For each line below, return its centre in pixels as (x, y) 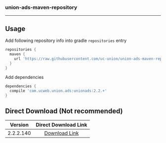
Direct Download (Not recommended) (64, 111)
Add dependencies (24, 77)
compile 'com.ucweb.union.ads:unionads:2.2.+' (58, 91)
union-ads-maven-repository (41, 7)
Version (19, 125)
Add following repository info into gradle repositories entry (66, 40)
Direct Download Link (62, 125)
